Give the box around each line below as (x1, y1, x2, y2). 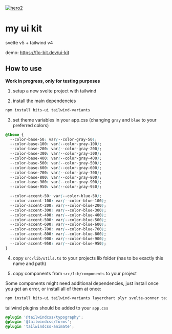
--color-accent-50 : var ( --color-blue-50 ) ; (10, 194, 102, 199)
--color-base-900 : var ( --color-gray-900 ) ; (10, 179, 102, 185)
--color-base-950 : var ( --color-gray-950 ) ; (10, 184, 102, 189)
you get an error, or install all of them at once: (5, 285, 101, 292)
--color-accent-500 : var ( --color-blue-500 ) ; (10, 217, 106, 222)
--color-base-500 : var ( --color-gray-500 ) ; (10, 160, 102, 165)
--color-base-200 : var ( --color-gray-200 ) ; (10, 146, 102, 152)
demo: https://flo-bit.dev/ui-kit (5, 49, 70, 56)
